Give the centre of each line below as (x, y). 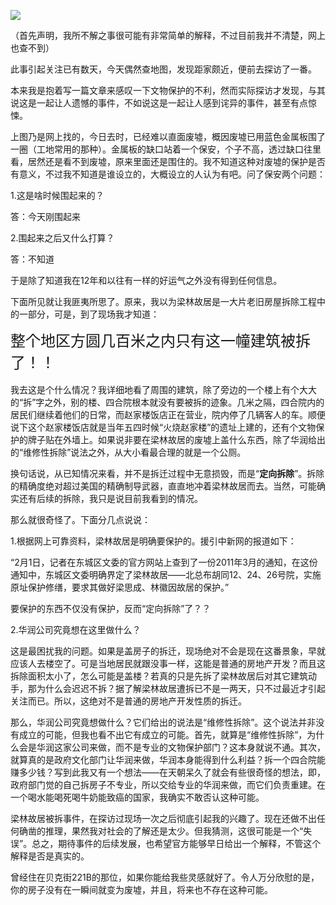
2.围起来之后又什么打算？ (62, 238)
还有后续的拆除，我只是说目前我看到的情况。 (110, 498)
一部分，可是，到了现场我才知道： (89, 314)
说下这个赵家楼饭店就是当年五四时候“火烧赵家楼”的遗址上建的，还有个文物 (163, 427)
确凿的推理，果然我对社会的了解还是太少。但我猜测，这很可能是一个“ (161, 831)
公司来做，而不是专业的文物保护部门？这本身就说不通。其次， (198, 747)
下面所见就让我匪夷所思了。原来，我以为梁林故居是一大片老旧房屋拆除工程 (163, 301)
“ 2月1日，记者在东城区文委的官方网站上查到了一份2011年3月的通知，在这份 (164, 562)
